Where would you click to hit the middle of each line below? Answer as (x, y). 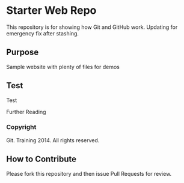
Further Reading (26, 112)
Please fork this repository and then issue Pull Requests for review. (89, 173)
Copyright (21, 127)
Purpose (23, 52)
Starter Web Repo (51, 10)
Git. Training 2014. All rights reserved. (53, 140)
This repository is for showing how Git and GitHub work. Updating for (92, 27)
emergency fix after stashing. (43, 33)
